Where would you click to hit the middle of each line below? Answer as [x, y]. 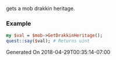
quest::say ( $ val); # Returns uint [48, 41]
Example [19, 23]
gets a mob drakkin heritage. [41, 8]
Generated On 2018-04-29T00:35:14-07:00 [58, 52]
